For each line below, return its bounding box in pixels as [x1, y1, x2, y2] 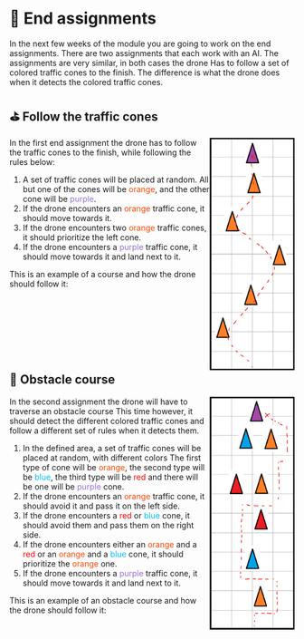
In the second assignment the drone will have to [9, 396, 188, 407]
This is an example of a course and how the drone [9, 268, 196, 279]
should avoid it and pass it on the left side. [22, 500, 181, 511]
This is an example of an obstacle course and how [9, 595, 197, 605]
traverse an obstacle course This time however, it [9, 405, 193, 416]
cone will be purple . [22, 193, 97, 204]
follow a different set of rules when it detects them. [9, 425, 200, 436]
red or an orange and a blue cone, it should [22, 548, 184, 559]
